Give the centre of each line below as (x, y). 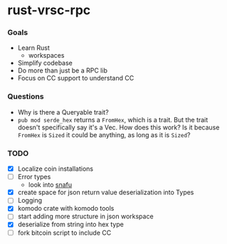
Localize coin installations (56, 169)
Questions (26, 97)
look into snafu (50, 185)
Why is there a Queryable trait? (63, 112)
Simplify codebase (45, 63)
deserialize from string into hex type (71, 224)
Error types (34, 177)
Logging (30, 201)
